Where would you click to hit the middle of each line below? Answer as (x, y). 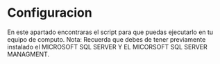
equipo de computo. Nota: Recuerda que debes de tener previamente (107, 39)
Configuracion (50, 13)
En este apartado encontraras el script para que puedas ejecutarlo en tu (110, 32)
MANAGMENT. (28, 54)
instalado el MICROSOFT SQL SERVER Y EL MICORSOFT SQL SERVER (108, 47)
